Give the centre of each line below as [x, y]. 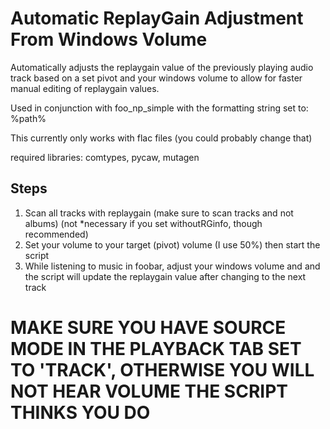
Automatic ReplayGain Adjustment [157, 18]
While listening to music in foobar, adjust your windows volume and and [172, 266]
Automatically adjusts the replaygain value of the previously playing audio [162, 67]
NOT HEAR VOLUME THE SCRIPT [149, 391]
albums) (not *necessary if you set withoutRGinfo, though [143, 223]
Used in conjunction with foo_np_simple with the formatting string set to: [159, 108]
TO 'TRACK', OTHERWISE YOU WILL [162, 369]
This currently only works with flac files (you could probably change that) [161, 138]
